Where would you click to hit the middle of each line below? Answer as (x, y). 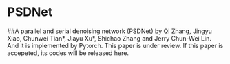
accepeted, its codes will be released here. (68, 53)
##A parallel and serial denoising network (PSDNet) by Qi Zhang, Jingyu (109, 31)
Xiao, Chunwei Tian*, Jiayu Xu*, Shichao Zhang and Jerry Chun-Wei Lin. (109, 38)
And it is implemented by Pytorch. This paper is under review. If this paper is (115, 45)
